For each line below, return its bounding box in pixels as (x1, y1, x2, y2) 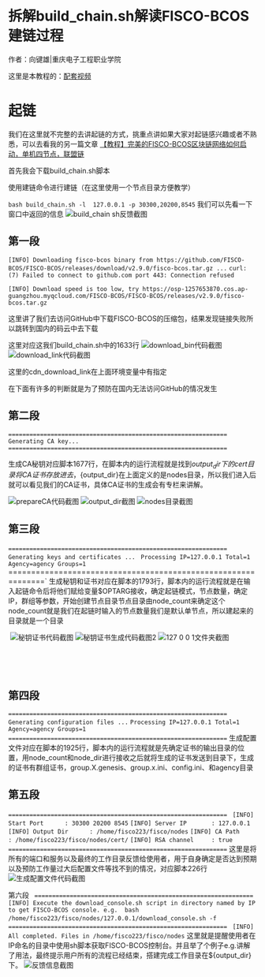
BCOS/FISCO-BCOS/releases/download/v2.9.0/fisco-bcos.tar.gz (8, 264, 214, 272)
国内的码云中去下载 (35, 323, 99, 333)
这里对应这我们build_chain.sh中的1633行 (8, 340, 140, 349)
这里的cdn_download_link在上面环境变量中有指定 (8, 367, 167, 376)
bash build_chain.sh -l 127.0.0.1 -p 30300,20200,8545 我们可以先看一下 (8, 199, 253, 209)
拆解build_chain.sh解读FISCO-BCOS (8, 7, 250, 25)
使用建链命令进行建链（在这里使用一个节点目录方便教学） (8, 182, 195, 192)
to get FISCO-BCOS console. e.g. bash (8, 906, 140, 914)
